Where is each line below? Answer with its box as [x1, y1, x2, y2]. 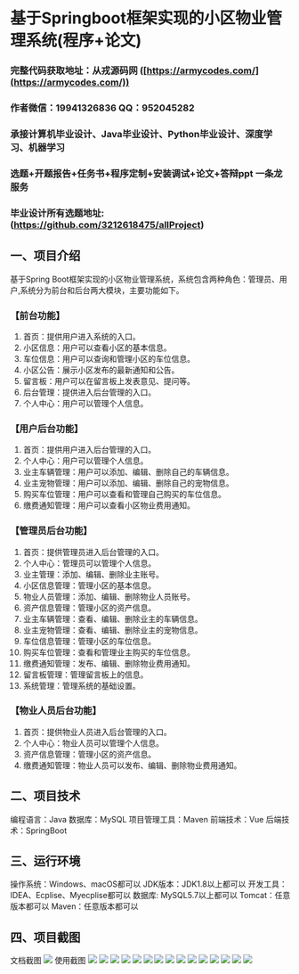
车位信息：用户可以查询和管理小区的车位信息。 [22, 353, 195, 364]
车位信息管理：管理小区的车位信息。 [22, 635, 157, 646]
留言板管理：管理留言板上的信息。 [22, 669, 149, 680]
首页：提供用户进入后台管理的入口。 [22, 445, 157, 455]
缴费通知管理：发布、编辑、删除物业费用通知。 [22, 658, 195, 668]
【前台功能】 [10, 309, 66, 322]
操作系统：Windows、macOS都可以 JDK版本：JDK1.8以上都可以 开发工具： [10, 879, 287, 889]
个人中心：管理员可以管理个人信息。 [22, 558, 157, 569]
